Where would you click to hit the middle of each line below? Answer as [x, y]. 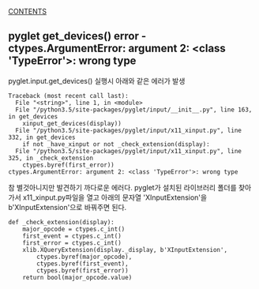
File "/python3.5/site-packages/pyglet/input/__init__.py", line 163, [134, 110]
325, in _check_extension [51, 158]
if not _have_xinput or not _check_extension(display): [116, 144]
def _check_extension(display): [61, 222]
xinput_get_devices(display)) [72, 123]
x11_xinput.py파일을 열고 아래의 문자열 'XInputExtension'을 [115, 197]
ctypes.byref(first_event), [83, 264]
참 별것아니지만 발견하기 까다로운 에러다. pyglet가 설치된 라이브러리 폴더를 [122, 187]
